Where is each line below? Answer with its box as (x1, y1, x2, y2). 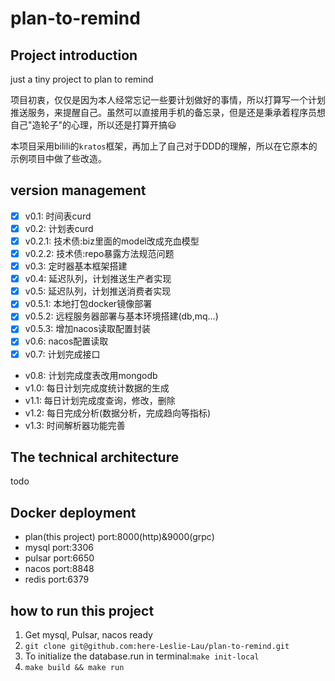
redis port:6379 (24, 573, 90, 586)
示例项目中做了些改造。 (10, 153, 107, 164)
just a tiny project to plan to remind (10, 73, 154, 85)
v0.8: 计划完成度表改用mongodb (24, 369, 158, 381)
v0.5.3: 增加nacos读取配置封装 (24, 323, 152, 335)
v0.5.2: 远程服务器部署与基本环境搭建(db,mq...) (24, 310, 219, 322)
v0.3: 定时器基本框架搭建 (24, 260, 128, 272)
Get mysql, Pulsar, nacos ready (24, 629, 153, 641)
